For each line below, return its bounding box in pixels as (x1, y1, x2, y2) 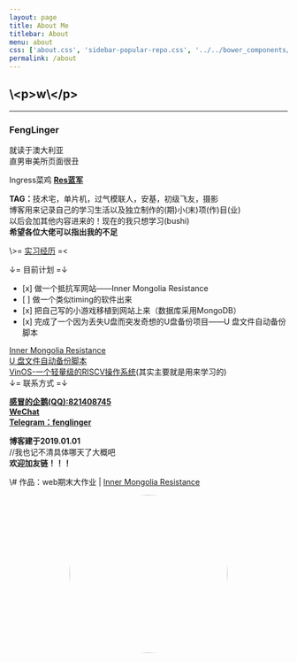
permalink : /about (9, 54, 77, 63)
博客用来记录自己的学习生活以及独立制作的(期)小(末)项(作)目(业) (9, 204, 241, 215)
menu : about (9, 37, 53, 47)
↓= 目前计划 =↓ (9, 265, 68, 275)
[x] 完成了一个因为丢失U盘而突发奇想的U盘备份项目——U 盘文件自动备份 (21, 316, 286, 327)
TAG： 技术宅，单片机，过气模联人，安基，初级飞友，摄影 (9, 194, 219, 204)
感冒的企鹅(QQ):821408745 (9, 396, 112, 407)
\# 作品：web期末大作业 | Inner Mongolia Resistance (9, 477, 201, 488)
